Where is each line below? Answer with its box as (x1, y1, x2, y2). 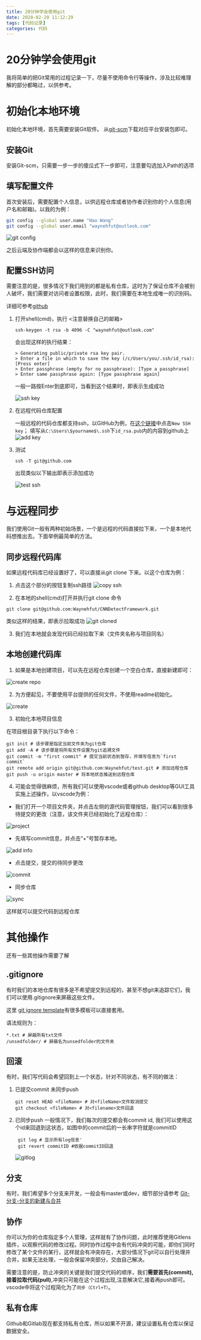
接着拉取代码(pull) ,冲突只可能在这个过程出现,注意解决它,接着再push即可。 (6, 1276, 188, 1284)
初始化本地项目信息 (14, 715, 63, 722)
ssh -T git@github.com (14, 458, 72, 464)
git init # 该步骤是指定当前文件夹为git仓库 (6, 740, 106, 747)
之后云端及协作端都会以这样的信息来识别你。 (6, 246, 117, 253)
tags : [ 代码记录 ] (6, 20, 46, 26)
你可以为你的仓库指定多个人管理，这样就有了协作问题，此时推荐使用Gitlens (6, 1233, 191, 1241)
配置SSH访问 (6, 265, 54, 275)
